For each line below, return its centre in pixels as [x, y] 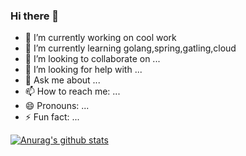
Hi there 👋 [35, 16]
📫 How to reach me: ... [72, 91]
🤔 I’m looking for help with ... [83, 70]
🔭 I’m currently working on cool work [100, 38]
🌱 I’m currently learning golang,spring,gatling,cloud [130, 48]
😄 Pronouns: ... [57, 106]
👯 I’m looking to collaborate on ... [92, 59]
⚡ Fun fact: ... [52, 117]
